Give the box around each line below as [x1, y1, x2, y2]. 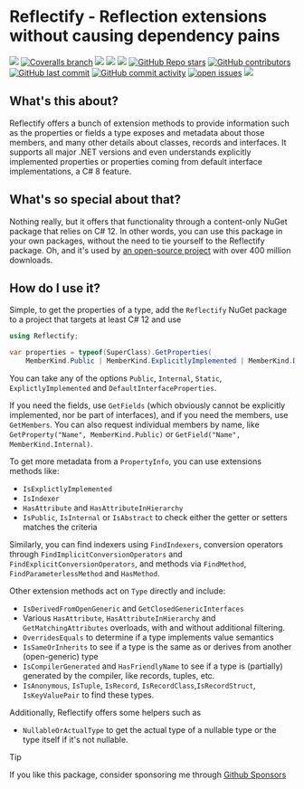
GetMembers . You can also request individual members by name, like [9, 419, 260, 430]
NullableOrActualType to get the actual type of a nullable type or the [22, 725, 277, 735]
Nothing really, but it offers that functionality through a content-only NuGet [9, 215, 288, 227]
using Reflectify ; [9, 332, 79, 341]
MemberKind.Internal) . [9, 439, 93, 449]
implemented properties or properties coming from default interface [9, 156, 262, 166]
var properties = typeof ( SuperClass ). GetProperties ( [9, 348, 213, 357]
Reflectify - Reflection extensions [9, 6, 267, 27]
